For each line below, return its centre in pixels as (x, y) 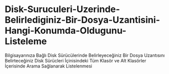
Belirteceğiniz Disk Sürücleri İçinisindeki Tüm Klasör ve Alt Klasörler (76, 60)
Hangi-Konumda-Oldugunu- (65, 31)
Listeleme (26, 42)
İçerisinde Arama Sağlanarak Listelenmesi (48, 66)
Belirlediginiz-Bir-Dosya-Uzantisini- (82, 20)
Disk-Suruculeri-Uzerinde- (62, 9)
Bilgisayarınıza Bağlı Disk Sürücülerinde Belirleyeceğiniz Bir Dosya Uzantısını (85, 55)
